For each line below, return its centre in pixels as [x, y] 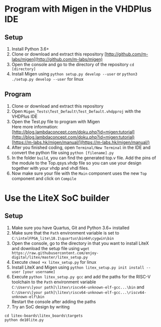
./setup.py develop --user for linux [48, 79]
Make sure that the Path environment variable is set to [65, 233]
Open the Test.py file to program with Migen [56, 121]
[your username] [39, 272]
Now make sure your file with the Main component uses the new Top [79, 173]
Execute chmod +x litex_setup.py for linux [54, 262]
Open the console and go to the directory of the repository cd [73, 64]
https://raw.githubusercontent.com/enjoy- [55, 253]
